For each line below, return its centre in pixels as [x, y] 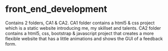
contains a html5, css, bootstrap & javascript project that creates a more [79, 33]
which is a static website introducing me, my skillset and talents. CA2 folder [83, 28]
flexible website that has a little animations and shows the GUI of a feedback [84, 39]
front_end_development [56, 9]
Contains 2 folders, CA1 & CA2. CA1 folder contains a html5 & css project [80, 23]
